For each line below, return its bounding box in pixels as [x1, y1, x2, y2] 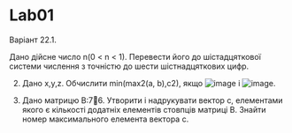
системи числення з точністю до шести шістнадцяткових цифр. [9, 61, 250, 71]
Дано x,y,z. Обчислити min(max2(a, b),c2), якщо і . [21, 78, 276, 88]
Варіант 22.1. [9, 34, 58, 45]
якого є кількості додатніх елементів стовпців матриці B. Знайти [21, 104, 267, 115]
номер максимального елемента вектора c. [21, 114, 189, 124]
